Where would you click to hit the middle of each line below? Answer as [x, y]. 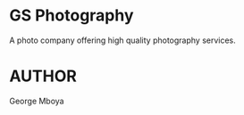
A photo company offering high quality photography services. [123, 40]
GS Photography [72, 16]
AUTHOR [43, 76]
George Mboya [37, 101]
